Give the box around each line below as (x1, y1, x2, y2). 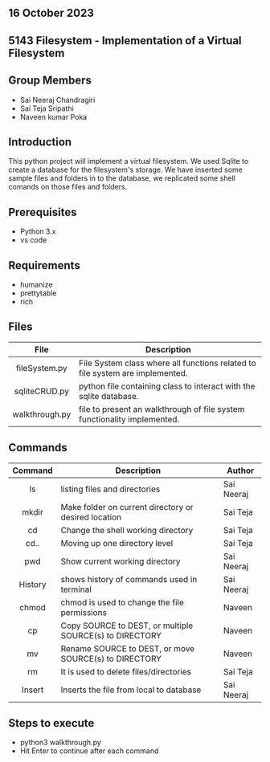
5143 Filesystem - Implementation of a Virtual (8, 34, 243, 47)
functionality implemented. (79, 414, 180, 425)
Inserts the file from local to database (60, 684, 202, 695)
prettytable (19, 288, 57, 298)
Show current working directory (60, 556, 181, 567)
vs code (19, 235, 47, 245)
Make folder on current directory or (60, 501, 194, 512)
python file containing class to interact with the (79, 381, 256, 392)
